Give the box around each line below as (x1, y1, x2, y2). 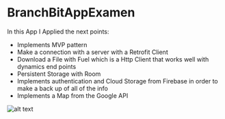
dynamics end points (16, 62, 77, 70)
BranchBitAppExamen (7, 5, 135, 21)
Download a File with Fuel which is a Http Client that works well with (16, 55, 209, 63)
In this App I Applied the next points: (7, 27, 109, 36)
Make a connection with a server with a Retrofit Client (16, 48, 169, 56)
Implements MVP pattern (16, 40, 88, 49)
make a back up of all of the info (16, 84, 108, 92)
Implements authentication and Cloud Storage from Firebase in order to (16, 77, 219, 85)
